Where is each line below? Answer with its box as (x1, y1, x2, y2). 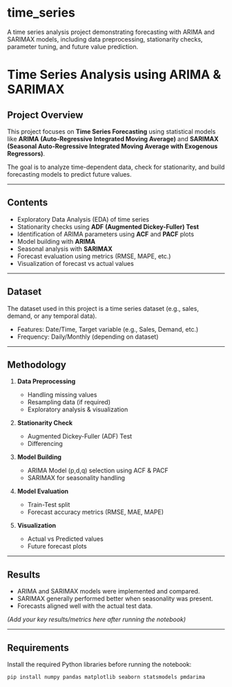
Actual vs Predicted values (27, 535, 104, 543)
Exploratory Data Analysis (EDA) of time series (17, 215, 150, 223)
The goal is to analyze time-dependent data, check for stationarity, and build (7, 163, 225, 171)
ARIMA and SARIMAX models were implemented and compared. (17, 587, 200, 596)
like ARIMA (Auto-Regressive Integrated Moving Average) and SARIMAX (7, 134, 219, 143)
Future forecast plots (27, 542, 88, 551)
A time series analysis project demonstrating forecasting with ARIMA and (7, 28, 215, 36)
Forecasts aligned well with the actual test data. (17, 602, 153, 610)
